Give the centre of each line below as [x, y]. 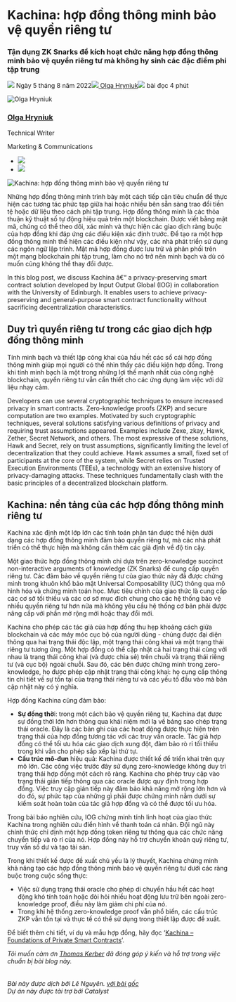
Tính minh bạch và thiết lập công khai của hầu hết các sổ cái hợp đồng [110, 357]
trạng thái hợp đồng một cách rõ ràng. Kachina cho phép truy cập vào [118, 774]
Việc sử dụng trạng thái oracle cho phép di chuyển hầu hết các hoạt [116, 890]
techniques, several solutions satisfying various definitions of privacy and [113, 423]
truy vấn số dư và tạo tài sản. [49, 847]
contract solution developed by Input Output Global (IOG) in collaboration [113, 285]
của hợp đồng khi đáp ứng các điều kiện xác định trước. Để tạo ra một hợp [115, 234]
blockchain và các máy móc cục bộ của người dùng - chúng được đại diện [114, 635]
